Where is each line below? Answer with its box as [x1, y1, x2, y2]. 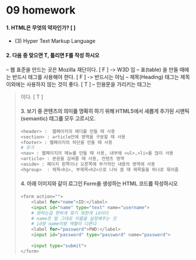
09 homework [6, 4, 76, 17]
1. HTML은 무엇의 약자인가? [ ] [6, 24, 76, 31]
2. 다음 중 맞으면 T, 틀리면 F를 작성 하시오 [6, 51, 100, 59]
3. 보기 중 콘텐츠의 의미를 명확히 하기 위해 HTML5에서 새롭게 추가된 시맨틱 [20, 108, 190, 115]
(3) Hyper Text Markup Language [14, 38, 96, 45]
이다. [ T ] [20, 93, 43, 100]
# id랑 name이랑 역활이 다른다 [31, 221, 97, 227]
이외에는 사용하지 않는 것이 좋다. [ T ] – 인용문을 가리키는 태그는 [6, 81, 151, 88]
